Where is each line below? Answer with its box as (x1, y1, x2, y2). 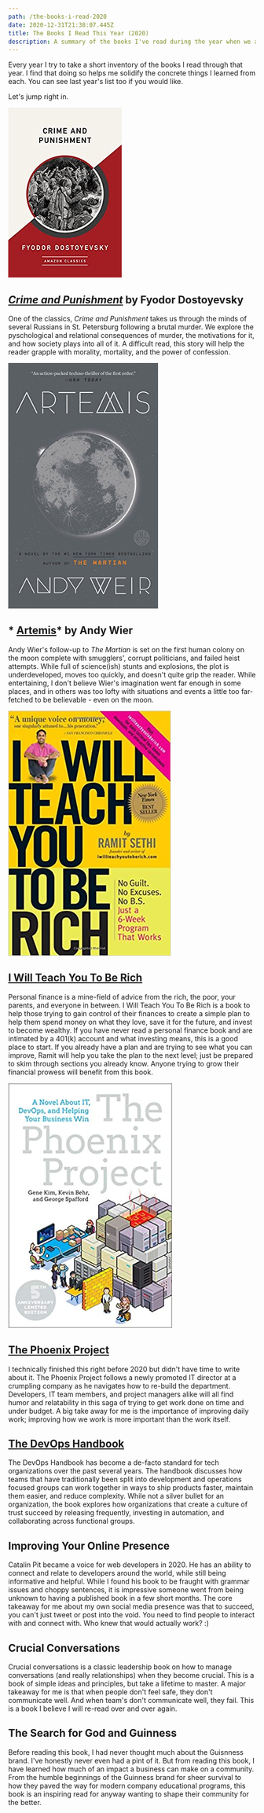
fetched (8, 695, 34, 704)
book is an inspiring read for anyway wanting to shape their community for (8, 1789, 250, 1799)
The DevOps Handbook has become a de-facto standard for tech (8, 1458, 219, 1467)
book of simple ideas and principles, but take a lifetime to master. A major (8, 1679, 246, 1688)
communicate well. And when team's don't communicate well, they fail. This (8, 1695, 255, 1705)
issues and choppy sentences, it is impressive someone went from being (8, 1585, 244, 1595)
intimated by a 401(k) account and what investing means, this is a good (8, 1033, 238, 1043)
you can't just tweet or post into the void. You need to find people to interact (8, 1610, 255, 1620)
